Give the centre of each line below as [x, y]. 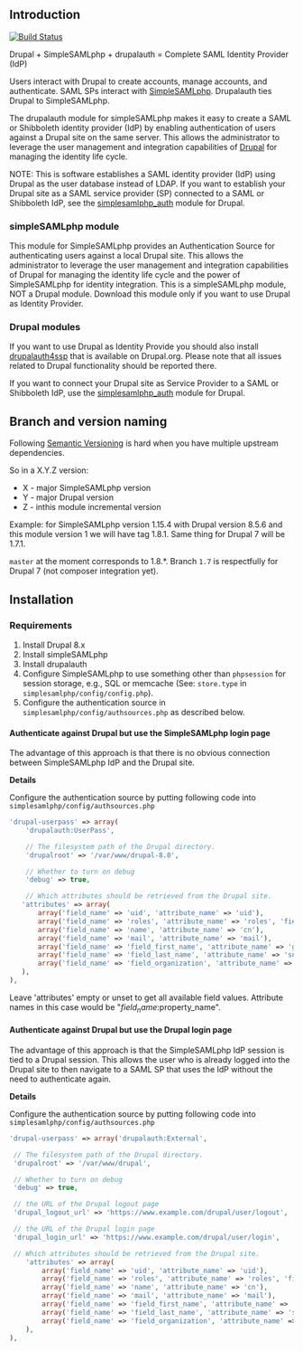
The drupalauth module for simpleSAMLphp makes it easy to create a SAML [150, 118]
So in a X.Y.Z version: [49, 470]
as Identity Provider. [46, 304]
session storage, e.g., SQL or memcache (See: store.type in [134, 683]
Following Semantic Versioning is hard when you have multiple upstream [144, 443]
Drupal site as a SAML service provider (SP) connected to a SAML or [137, 193]
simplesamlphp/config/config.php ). [87, 693]
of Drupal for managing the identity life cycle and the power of [125, 275]
